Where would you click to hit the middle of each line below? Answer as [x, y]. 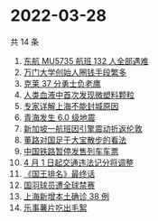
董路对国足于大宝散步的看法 [75, 140]
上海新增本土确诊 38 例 [66, 196]
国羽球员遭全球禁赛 [59, 185]
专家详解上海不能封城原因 [71, 106]
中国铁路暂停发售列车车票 [71, 151]
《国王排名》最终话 [59, 173]
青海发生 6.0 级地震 [59, 117]
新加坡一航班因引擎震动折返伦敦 [83, 128]
